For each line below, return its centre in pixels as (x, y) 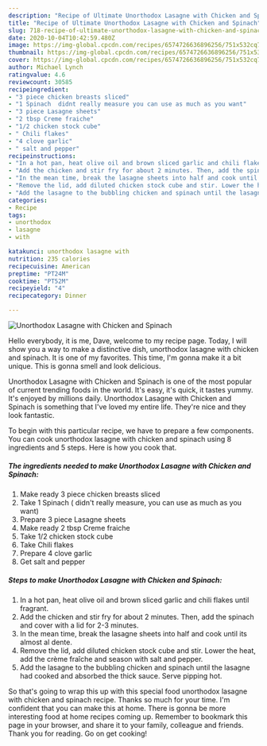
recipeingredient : (39, 89)
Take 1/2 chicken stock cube (66, 536)
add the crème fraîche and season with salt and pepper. (111, 659)
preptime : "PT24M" (39, 274)
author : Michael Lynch (46, 68)
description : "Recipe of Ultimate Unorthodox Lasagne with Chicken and (129, 15)
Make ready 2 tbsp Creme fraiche (75, 528)
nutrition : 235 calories (49, 259)
